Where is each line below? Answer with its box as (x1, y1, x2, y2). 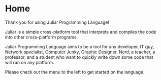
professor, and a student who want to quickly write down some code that (5, 54, 154, 60)
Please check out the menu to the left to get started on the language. (5, 69, 145, 75)
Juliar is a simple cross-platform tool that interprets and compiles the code (5, 29, 157, 35)
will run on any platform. (5, 59, 54, 65)
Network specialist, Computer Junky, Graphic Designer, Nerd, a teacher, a (5, 49, 155, 55)
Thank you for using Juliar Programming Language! (5, 19, 109, 25)
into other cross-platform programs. (5, 34, 78, 40)
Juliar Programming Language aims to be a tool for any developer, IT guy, (5, 43, 154, 49)
